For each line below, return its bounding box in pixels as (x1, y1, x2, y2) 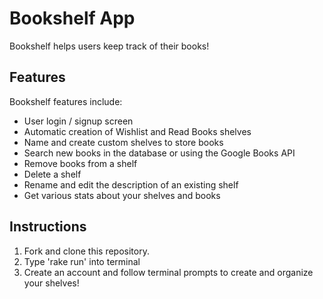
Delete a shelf (23, 168, 82, 180)
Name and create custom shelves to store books (23, 136, 224, 148)
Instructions (9, 218, 87, 236)
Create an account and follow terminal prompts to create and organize (23, 266, 314, 278)
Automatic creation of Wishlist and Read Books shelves (23, 125, 252, 137)
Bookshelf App (9, 7, 136, 30)
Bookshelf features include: (9, 95, 123, 107)
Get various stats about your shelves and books (23, 189, 221, 201)
